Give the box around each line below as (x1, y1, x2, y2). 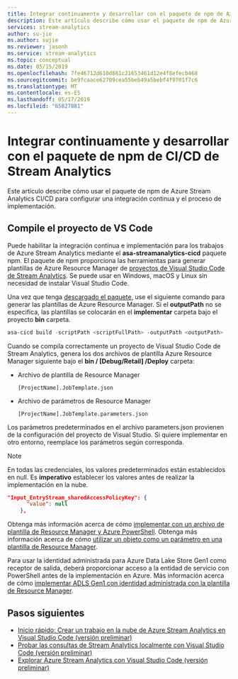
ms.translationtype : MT (7, 83, 78, 90)
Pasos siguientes (7, 607, 85, 619)
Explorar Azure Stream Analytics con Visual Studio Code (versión (17, 656, 208, 664)
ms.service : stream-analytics (7, 50, 97, 57)
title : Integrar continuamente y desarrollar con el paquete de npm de (7, 10, 223, 18)
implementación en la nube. (7, 480, 89, 489)
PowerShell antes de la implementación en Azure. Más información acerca (7, 571, 225, 580)
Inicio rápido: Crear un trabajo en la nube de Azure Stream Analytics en (17, 625, 226, 634)
